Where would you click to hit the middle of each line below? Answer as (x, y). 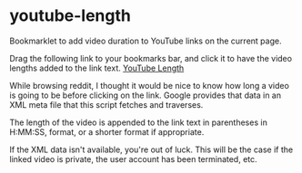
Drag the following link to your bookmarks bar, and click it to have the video (151, 58)
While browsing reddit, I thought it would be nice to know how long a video (149, 85)
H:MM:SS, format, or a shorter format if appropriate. (107, 131)
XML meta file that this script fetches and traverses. (106, 104)
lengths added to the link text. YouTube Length (97, 68)
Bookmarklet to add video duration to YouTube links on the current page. (146, 41)
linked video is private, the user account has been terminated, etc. (133, 159)
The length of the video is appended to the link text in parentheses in (139, 122)
